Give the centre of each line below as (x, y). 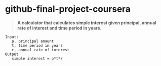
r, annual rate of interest (40, 50)
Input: (12, 37)
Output (12, 54)
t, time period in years (37, 45)
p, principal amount (33, 41)
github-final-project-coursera (68, 9)
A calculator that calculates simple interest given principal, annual (87, 23)
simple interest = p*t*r (37, 58)
